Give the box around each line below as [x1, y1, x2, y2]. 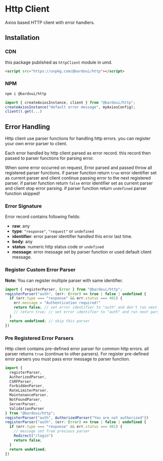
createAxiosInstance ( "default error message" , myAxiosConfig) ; [5, 105, 136, 110]
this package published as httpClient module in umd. [5, 59, 113, 65]
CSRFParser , [9, 379, 34, 384]
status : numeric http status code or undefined [12, 244, 104, 250]
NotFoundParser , [9, 397, 42, 402]
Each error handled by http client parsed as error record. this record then [5, 150, 151, 156]
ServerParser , [9, 402, 38, 406]
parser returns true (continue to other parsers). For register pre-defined [5, 350, 149, 356]
